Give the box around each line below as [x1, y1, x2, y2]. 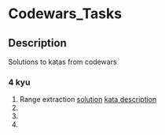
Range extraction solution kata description [19, 95, 157, 104]
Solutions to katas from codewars [8, 57, 117, 66]
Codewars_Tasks [8, 5, 123, 23]
